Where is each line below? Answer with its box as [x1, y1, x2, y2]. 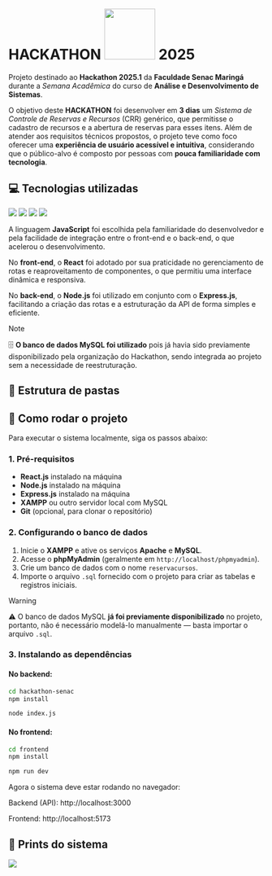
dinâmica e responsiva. [8, 274, 87, 284]
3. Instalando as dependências [8, 649, 132, 660]
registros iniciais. [19, 580, 77, 589]
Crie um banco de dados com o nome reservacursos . [19, 563, 199, 572]
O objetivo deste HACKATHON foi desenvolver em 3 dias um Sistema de [8, 105, 253, 115]
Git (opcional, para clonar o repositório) [19, 506, 153, 516]
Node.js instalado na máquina [19, 480, 121, 490]
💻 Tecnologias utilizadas [8, 182, 139, 195]
